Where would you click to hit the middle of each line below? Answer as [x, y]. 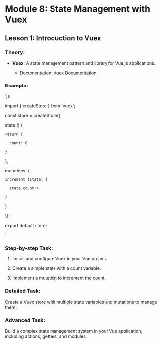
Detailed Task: [23, 291]
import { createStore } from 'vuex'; [40, 106]
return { [14, 134]
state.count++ [24, 188]
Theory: [15, 52]
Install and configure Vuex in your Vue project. [60, 259]
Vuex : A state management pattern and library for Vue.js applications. [84, 63]
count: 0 [19, 143]
